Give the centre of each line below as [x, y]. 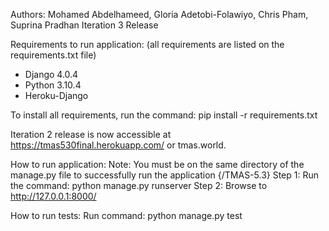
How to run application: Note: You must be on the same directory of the [157, 164]
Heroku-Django [56, 95]
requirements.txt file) [53, 55]
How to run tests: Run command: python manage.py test [126, 215]
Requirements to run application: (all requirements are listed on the [147, 44]
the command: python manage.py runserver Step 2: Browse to [139, 185]
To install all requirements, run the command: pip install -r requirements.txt [164, 115]
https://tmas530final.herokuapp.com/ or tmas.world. [118, 145]
